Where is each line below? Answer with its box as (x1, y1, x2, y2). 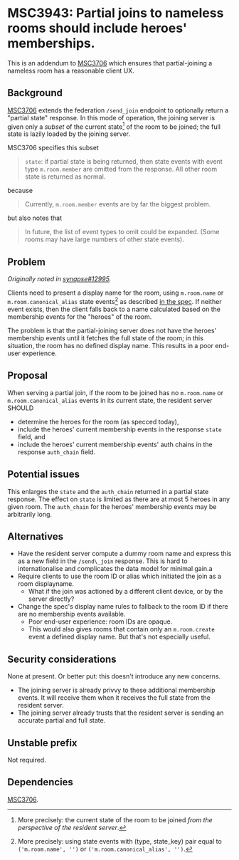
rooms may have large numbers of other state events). (24, 235, 185, 243)
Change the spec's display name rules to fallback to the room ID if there (17, 602, 229, 611)
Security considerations (7, 653, 117, 665)
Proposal (7, 369, 48, 382)
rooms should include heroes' (7, 20, 187, 36)
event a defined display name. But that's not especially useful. (28, 632, 211, 641)
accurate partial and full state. (17, 716, 106, 725)
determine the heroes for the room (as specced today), (17, 417, 179, 426)
